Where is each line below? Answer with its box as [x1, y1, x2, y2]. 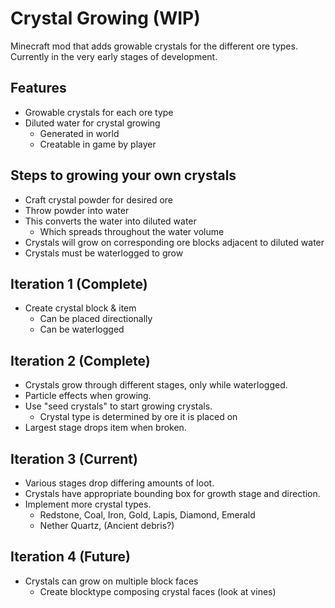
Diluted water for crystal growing [24, 117, 161, 129]
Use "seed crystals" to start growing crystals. [24, 400, 213, 412]
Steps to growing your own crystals [10, 167, 237, 184]
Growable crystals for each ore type [24, 106, 174, 118]
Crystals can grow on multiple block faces [24, 575, 199, 587]
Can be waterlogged [39, 323, 125, 336]
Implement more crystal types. [24, 498, 152, 510]
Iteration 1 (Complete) [10, 275, 148, 292]
